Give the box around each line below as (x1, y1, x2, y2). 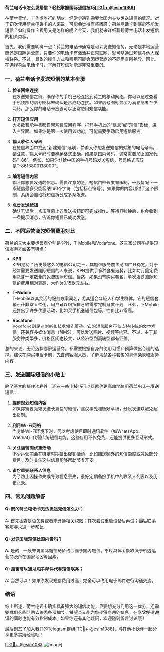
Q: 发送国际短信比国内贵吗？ (5, 536, 62, 542)
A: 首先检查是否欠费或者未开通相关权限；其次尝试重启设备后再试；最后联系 (5, 518, 156, 524)
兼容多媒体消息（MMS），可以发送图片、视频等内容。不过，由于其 (25, 329, 158, 335)
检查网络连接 (12, 87, 38, 93)
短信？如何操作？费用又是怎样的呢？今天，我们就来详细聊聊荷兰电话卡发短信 (5, 27, 159, 33)
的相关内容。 (5, 34, 31, 39)
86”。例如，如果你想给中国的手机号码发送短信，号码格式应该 (21, 157, 144, 163)
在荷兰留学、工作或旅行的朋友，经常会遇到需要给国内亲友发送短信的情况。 (5, 15, 155, 21)
